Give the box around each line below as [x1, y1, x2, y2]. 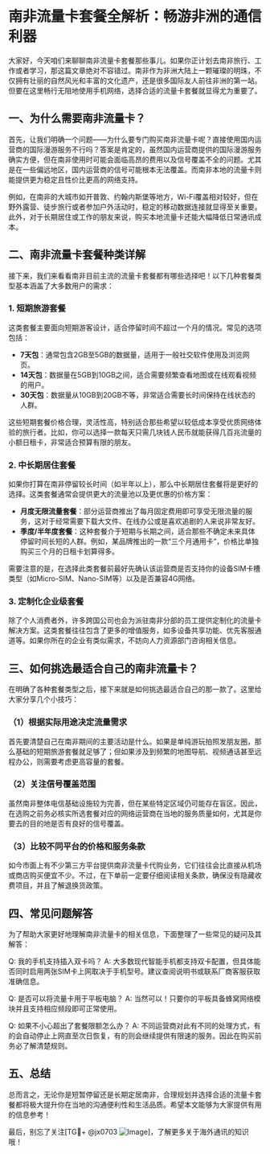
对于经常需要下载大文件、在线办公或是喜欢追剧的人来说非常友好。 [41, 517, 260, 526]
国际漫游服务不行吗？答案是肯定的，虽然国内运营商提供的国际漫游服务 [29, 144, 262, 154]
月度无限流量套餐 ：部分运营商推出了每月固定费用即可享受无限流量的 [19, 506, 246, 516]
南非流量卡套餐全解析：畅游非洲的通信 [8, 7, 263, 26]
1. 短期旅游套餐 [8, 303, 67, 314]
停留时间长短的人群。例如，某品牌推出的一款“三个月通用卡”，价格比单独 [19, 537, 260, 546]
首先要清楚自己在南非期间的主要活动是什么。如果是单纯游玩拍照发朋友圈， [8, 736, 255, 746]
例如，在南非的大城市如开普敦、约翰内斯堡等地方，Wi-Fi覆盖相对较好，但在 [8, 192, 259, 201]
